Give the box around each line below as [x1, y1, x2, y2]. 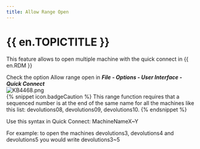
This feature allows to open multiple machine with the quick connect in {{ [6, 55, 189, 63]
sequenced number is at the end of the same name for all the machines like [6, 99, 195, 106]
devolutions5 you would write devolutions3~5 [6, 136, 120, 143]
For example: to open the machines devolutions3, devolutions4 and [6, 129, 174, 137]
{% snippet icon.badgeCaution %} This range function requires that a [6, 92, 180, 100]
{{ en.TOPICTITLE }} [6, 35, 110, 49]
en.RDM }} [6, 61, 33, 69]
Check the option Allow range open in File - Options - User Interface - [6, 74, 182, 81]
